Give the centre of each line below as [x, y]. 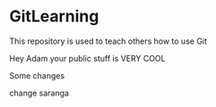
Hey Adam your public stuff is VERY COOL [87, 58]
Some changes [37, 75]
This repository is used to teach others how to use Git [108, 41]
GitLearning [54, 16]
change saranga [39, 93]
